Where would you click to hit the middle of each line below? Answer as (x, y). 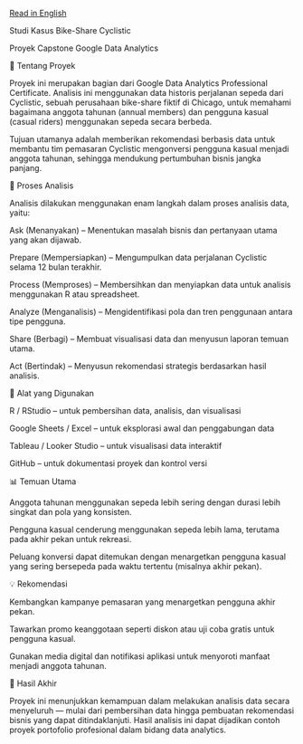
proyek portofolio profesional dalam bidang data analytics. (118, 730)
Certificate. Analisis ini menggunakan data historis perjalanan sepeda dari (147, 93)
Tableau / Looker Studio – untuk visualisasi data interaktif (116, 446)
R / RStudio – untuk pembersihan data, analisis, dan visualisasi (125, 410)
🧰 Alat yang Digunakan (52, 393)
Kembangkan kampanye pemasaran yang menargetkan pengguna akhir (142, 602)
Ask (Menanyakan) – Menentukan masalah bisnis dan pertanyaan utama (143, 230)
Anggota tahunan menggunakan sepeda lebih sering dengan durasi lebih (145, 502)
